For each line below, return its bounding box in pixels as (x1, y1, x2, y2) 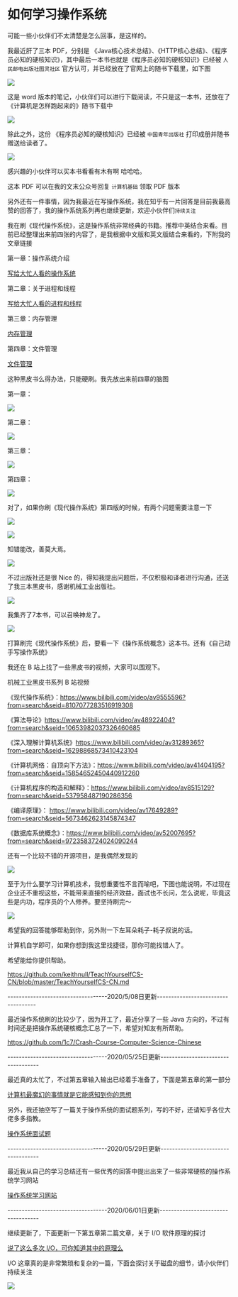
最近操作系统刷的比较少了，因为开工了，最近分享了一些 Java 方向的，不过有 (7, 1015, 230, 1023)
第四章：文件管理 (7, 344, 57, 353)
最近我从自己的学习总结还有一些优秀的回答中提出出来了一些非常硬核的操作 (7, 1166, 225, 1175)
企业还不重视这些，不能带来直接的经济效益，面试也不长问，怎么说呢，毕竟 (7, 888, 225, 897)
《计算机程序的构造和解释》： (7, 783, 91, 792)
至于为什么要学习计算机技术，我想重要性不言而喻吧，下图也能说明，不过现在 (7, 879, 231, 888)
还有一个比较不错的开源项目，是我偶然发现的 (7, 851, 138, 859)
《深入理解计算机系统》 (7, 738, 76, 746)
